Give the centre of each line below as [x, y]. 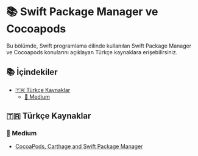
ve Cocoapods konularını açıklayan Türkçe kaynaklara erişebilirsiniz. [92, 52]
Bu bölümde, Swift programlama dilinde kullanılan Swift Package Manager [99, 46]
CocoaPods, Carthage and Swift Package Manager [79, 146]
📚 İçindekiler [32, 72]
